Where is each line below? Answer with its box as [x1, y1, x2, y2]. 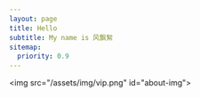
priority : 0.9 [17, 52, 69, 61]
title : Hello [9, 23, 58, 33]
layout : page [9, 14, 58, 23]
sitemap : [9, 43, 42, 52]
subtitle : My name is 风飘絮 [9, 33, 114, 42]
